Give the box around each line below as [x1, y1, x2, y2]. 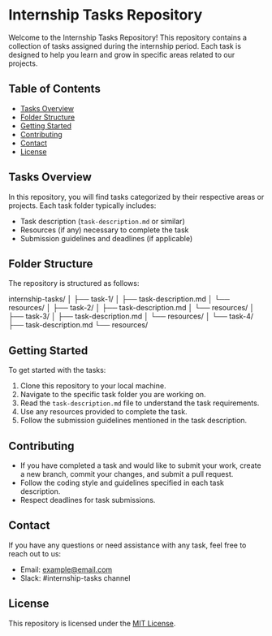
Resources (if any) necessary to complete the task [19, 225, 189, 235]
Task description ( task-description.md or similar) [19, 216, 185, 226]
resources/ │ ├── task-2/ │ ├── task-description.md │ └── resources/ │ [8, 303, 255, 313]
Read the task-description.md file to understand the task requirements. [19, 398, 260, 408]
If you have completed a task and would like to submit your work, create [19, 461, 261, 470]
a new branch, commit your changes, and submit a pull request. [19, 469, 234, 478]
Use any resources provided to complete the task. [19, 407, 188, 417]
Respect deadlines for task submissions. [19, 495, 156, 504]
